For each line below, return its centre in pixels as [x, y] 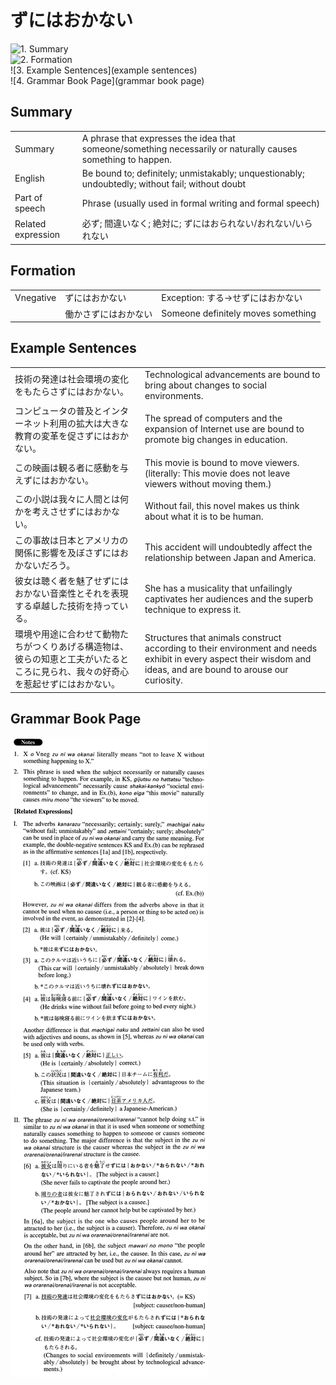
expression [37, 235]
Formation [43, 271]
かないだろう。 [45, 565]
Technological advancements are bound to [232, 374]
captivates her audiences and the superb [229, 599]
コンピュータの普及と [58, 410]
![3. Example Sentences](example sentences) [104, 70]
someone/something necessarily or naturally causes [189, 148]
